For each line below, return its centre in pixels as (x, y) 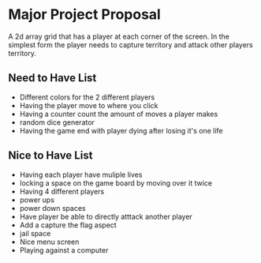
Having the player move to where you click (89, 105)
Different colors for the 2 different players (87, 97)
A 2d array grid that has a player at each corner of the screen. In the (119, 36)
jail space (35, 233)
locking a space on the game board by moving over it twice (116, 182)
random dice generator (57, 122)
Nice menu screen (49, 242)
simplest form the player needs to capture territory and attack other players (131, 44)
